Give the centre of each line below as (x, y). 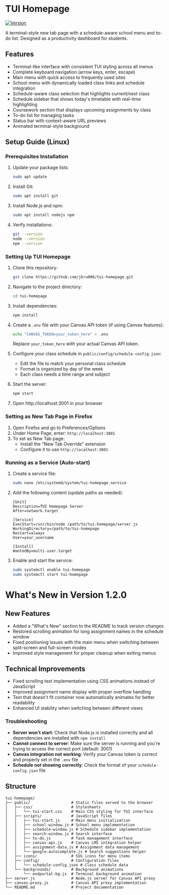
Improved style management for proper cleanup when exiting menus (84, 653)
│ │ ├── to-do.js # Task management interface (69, 838)
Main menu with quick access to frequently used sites (69, 77)
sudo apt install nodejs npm (43, 215)
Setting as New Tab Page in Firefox (49, 416)
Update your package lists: (41, 167)
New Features (28, 614)
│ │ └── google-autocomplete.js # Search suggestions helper (76, 851)
